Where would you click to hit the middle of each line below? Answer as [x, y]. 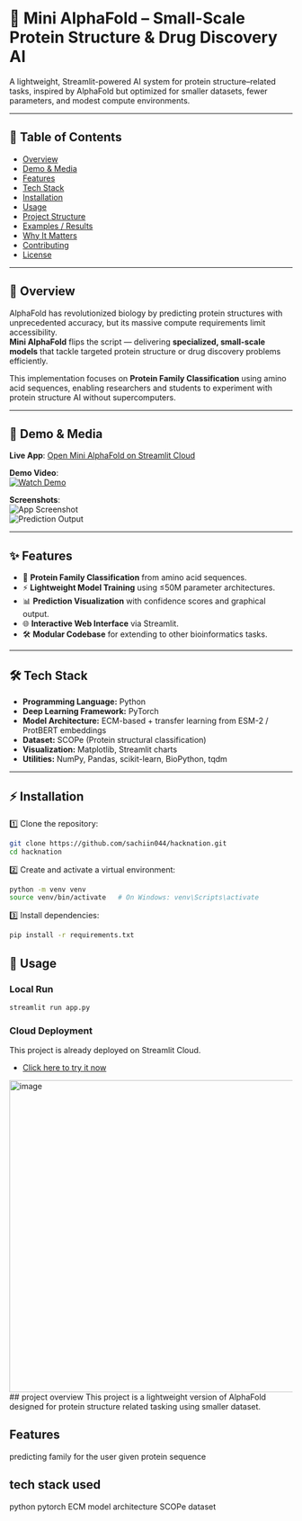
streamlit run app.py [50, 1007]
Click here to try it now [64, 1068]
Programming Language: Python [84, 702]
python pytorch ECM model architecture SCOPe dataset [113, 1507]
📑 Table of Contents [66, 137]
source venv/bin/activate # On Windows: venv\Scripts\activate [134, 898]
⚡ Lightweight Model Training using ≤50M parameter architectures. [149, 587]
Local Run [31, 989]
